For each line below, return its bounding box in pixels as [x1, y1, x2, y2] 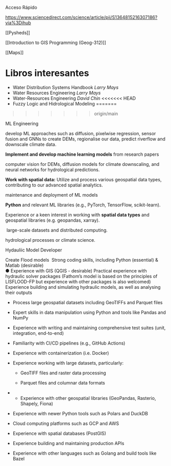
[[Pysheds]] [5, 30, 31, 35]
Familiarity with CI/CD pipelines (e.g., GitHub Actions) [12, 340, 126, 346]
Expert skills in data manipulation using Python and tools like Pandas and [12, 309, 166, 315]
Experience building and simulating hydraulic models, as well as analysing [5, 284, 161, 290]
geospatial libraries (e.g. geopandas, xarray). [5, 217, 100, 223]
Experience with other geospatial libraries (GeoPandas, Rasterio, [20, 395, 157, 401]
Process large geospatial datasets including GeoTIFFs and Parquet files [12, 299, 163, 305]
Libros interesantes [5, 68, 89, 79]
